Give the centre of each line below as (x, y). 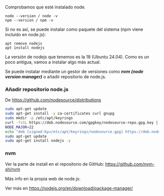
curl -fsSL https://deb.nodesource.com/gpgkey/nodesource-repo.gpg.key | (82, 122)
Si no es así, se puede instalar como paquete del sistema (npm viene (74, 29)
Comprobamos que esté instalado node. (45, 7)
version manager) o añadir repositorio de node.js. (56, 77)
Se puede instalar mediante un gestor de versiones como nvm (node (74, 71)
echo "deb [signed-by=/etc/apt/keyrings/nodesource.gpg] (64, 131)
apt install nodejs (25, 48)
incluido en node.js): (26, 34)
